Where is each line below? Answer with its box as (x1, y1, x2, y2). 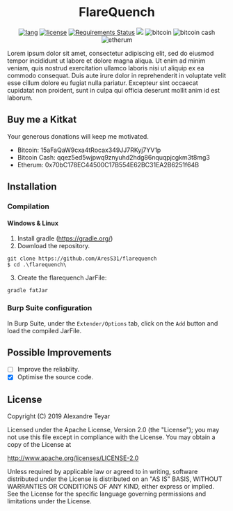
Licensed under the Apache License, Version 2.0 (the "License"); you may (7, 426, 220, 434)
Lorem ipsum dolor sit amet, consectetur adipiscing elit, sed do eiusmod (7, 49, 214, 57)
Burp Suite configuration (7, 303, 93, 313)
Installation (7, 181, 57, 192)
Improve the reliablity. (17, 365, 80, 374)
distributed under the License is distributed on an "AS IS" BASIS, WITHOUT (7, 475, 223, 483)
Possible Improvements (7, 346, 112, 358)
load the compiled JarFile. (7, 326, 82, 335)
